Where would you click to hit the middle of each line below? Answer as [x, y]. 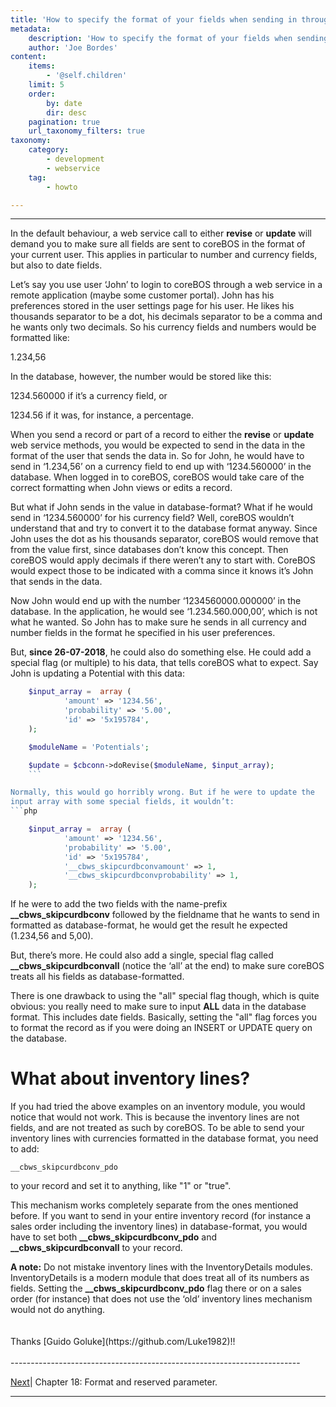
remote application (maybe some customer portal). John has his [142, 295]
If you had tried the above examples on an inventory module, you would [158, 1107]
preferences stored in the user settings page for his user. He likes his [152, 306]
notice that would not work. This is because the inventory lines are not [155, 1117]
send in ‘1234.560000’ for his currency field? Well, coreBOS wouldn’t [152, 518]
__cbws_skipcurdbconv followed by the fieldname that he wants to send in [165, 915]
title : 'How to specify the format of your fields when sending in [154, 19]
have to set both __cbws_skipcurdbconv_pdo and [114, 1237]
